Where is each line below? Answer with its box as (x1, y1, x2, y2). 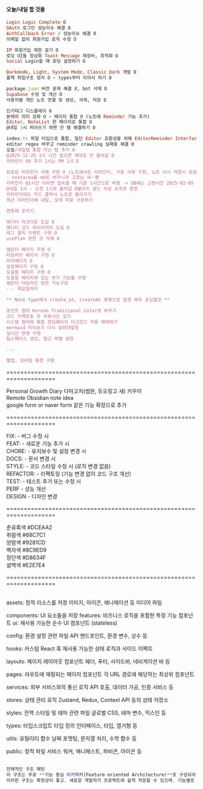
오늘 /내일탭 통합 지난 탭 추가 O (6, 147, 76, 153)
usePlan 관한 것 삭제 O (6, 236, 60, 242)
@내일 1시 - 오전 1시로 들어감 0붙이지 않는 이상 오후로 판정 (6, 186, 138, 192)
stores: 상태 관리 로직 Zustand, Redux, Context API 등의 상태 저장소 (6, 697, 169, 704)
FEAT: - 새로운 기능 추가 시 (6, 440, 69, 447)
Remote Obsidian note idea (6, 394, 74, 402)
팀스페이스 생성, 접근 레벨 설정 (6, 336, 74, 342)
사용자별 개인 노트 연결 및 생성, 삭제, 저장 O (6, 97, 107, 103)
